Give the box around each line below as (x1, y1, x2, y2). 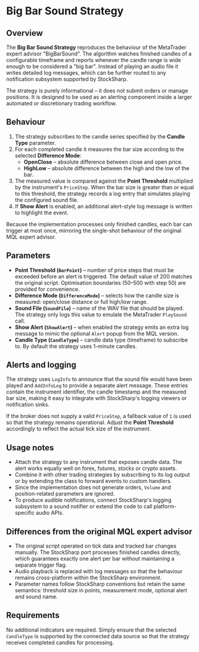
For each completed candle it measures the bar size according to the (14, 145, 185, 153)
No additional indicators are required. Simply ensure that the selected (6, 626, 177, 633)
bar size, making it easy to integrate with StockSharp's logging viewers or (6, 395, 187, 402)
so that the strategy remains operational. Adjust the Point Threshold (6, 419, 174, 426)
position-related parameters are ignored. (14, 490, 115, 497)
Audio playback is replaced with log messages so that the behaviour (14, 568, 183, 575)
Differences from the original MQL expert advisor (6, 527, 192, 537)
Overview (6, 28, 43, 38)
